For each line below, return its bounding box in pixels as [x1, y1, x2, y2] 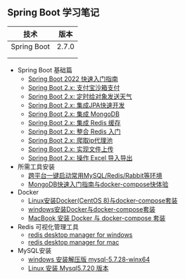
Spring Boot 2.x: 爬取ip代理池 [27, 136, 113, 144]
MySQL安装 [17, 246, 51, 254]
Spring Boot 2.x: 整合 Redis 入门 [27, 127, 121, 136]
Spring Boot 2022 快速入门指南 [27, 74, 118, 83]
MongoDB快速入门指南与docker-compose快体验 [27, 180, 169, 188]
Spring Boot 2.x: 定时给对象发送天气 [27, 92, 132, 100]
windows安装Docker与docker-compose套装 [27, 205, 156, 213]
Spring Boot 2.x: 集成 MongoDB [27, 110, 120, 118]
